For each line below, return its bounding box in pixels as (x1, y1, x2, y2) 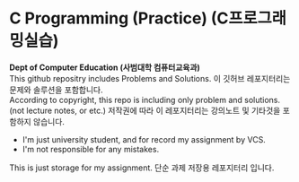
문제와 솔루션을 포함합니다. (9, 84, 103, 95)
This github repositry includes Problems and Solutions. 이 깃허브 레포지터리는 (9, 73, 291, 83)
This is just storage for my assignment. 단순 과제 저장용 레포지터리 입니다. (9, 162, 275, 173)
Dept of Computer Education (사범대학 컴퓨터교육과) (9, 62, 200, 73)
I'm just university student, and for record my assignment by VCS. (22, 134, 267, 144)
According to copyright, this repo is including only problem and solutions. (9, 94, 281, 105)
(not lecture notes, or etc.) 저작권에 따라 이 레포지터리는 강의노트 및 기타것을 (9, 105, 281, 116)
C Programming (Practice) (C (9, 8, 229, 29)
